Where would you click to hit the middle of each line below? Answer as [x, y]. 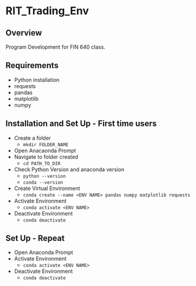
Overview [24, 33]
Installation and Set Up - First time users [81, 123]
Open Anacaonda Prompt [45, 150]
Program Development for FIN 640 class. [56, 47]
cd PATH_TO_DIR [41, 163]
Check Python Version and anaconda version [69, 169]
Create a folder [33, 138]
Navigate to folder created [46, 157]
